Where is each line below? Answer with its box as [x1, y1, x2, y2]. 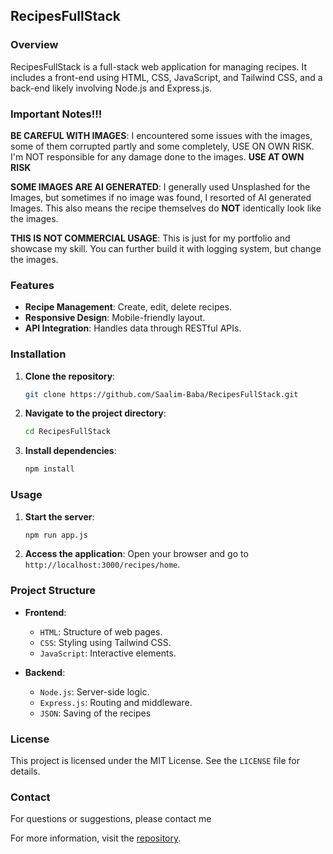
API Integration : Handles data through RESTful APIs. [24, 322, 242, 334]
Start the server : [24, 510, 95, 523]
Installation [10, 347, 67, 361]
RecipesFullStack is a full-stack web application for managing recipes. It [10, 60, 308, 73]
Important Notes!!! [10, 107, 103, 121]
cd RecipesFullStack [24, 427, 111, 437]
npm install [24, 464, 75, 474]
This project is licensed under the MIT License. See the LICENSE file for [10, 754, 300, 766]
